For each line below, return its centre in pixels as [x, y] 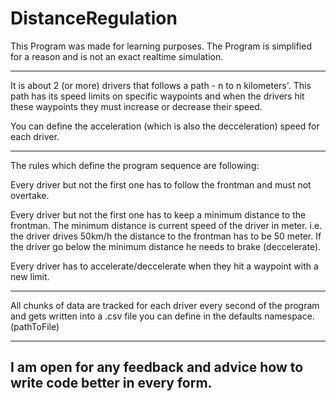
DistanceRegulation [94, 18]
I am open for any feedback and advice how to [157, 367]
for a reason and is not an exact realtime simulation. [117, 56]
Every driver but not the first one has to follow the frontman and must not [161, 184]
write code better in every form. [111, 383]
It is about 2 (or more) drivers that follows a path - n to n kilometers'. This [161, 85]
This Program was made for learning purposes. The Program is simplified [161, 46]
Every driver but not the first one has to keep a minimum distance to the [158, 214]
